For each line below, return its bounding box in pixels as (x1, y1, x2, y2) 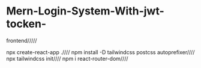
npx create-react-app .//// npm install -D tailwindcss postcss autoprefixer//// (6, 48, 195, 55)
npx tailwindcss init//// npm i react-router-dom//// (6, 55, 128, 62)
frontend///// (6, 37, 37, 44)
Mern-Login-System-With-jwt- (6, 4, 165, 18)
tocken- (6, 17, 47, 31)
